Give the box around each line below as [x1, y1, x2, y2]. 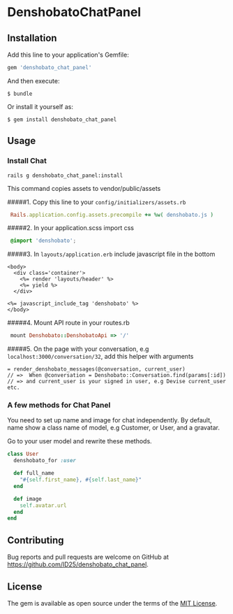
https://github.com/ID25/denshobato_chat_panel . [7, 560, 149, 569]
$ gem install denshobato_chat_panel [7, 116, 117, 123]
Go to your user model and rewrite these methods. [7, 437, 152, 445]
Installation [7, 32, 57, 44]
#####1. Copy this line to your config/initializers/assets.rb [7, 197, 186, 206]
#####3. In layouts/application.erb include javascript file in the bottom [7, 250, 216, 259]
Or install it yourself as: [7, 102, 73, 110]
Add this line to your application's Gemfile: [7, 50, 129, 59]
